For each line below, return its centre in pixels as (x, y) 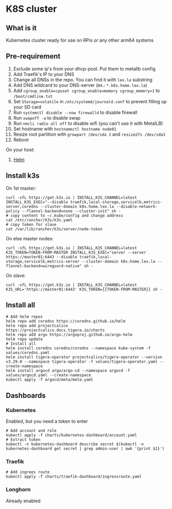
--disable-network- (137, 206)
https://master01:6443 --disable (42, 257)
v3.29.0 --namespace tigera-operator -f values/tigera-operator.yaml (82, 362)
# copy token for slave (31, 224)
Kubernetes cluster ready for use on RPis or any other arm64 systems (80, 40)
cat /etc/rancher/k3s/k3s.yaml (39, 220)
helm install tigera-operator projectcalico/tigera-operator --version (84, 357)
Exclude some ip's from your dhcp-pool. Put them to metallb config (84, 69)
